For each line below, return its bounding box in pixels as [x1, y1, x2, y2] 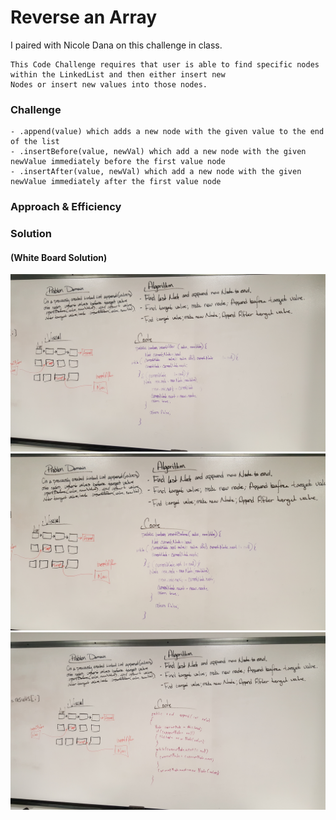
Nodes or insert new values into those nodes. [10, 79, 208, 90]
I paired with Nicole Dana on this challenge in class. [10, 39, 223, 51]
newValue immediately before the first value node [10, 157, 226, 167]
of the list [10, 137, 60, 147]
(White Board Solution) [10, 251, 108, 263]
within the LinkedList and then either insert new [10, 69, 226, 80]
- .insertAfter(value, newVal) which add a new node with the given [10, 167, 302, 177]
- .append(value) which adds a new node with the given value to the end [10, 127, 325, 137]
